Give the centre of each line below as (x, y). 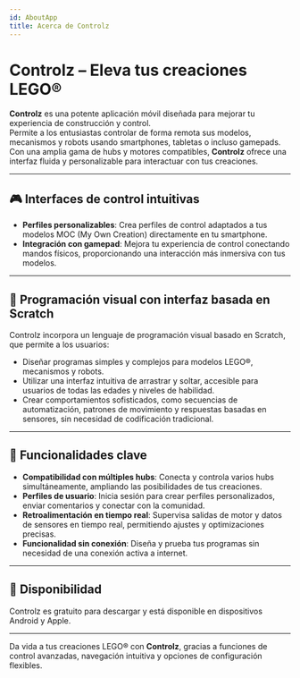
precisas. (39, 534)
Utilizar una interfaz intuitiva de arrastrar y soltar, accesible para (140, 381)
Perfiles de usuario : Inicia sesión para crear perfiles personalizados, (148, 496)
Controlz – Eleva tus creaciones (128, 70)
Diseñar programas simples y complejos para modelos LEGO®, (137, 362)
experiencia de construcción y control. (80, 123)
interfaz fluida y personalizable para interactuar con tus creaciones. (134, 161)
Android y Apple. (40, 620)
